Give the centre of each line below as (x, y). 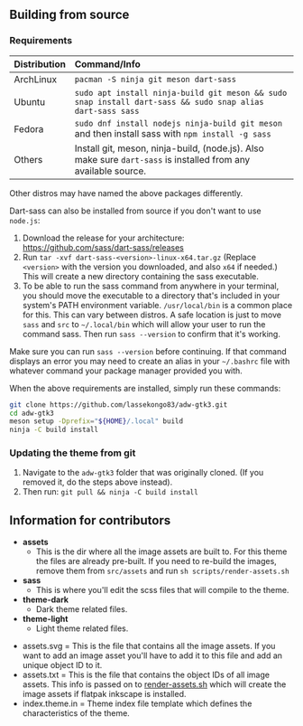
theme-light (45, 619)
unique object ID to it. (62, 665)
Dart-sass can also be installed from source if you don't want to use (135, 211)
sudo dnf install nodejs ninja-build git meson (178, 123)
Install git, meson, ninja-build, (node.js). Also (169, 148)
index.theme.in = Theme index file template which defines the (137, 703)
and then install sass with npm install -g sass (173, 133)
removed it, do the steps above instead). (97, 482)
